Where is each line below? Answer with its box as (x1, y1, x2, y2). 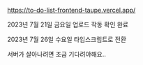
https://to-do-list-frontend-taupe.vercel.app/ (7, 6, 136, 14)
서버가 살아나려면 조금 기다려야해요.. (7, 50, 106, 58)
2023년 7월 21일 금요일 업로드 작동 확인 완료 (7, 20, 129, 29)
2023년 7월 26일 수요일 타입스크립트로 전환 (7, 35, 127, 43)
